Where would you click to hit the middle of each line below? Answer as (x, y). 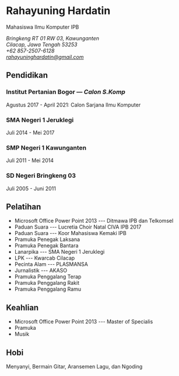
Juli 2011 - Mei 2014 (30, 161)
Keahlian (22, 307)
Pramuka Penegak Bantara (46, 246)
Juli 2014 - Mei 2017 (30, 132)
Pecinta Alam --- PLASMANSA (51, 264)
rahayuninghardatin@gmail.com (45, 57)
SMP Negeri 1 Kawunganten (46, 147)
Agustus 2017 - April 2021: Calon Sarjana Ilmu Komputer (73, 105)
